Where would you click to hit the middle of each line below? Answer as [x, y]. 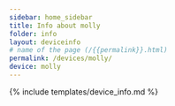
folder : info [33, 34]
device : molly [35, 67]
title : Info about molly [55, 26]
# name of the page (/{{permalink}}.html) [88, 50]
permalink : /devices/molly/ [61, 58]
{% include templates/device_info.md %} [84, 91]
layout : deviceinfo [45, 42]
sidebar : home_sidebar [51, 17]
